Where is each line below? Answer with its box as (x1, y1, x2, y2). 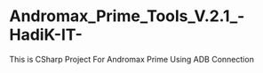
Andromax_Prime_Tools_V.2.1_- (9, 6, 245, 26)
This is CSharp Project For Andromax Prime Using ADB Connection (9, 54, 255, 64)
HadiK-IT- (9, 25, 83, 45)
